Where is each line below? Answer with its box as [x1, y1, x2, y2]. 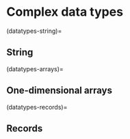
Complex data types [6, 4, 124, 20]
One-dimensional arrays [6, 85, 112, 97]
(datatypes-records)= [6, 103, 68, 111]
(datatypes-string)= [6, 27, 62, 35]
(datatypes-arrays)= [6, 64, 64, 73]
